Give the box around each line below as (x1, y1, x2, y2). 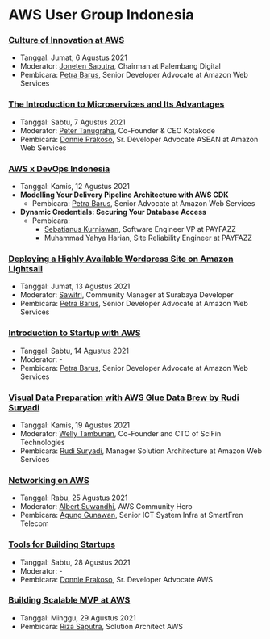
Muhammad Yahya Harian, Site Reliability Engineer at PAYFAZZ (44, 233, 252, 243)
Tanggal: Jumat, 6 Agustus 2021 (19, 53, 127, 62)
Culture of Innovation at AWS (8, 35, 125, 46)
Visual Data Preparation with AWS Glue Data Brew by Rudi (8, 392, 239, 403)
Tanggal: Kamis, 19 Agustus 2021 (19, 420, 131, 430)
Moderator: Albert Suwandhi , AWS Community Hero (19, 502, 193, 511)
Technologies (19, 437, 66, 447)
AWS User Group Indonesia (8, 6, 195, 24)
